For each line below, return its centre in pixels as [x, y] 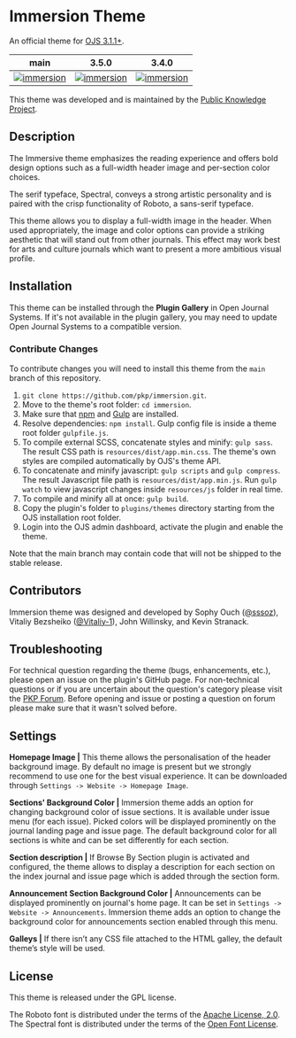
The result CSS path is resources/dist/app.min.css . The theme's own [149, 451]
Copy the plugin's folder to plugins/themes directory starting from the [148, 507]
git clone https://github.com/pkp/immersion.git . [114, 395]
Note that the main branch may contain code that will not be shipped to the [145, 553]
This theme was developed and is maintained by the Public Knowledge [138, 99]
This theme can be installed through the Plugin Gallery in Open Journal [139, 307]
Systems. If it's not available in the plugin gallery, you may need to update [143, 317]
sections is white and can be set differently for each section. [119, 840]
